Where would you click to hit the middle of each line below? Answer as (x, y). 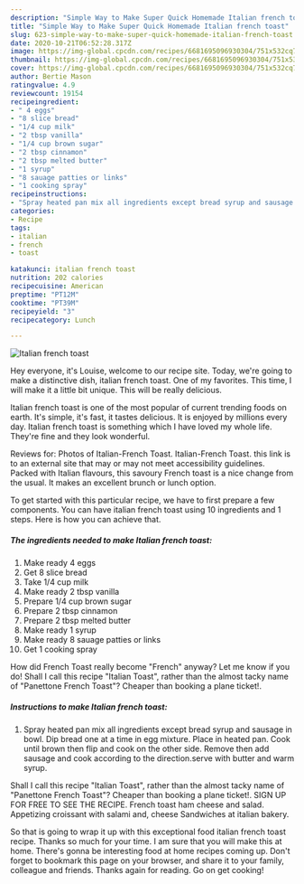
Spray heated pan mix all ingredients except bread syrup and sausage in (157, 729)
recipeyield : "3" (43, 311)
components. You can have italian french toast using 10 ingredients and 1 (146, 510)
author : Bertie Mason (51, 77)
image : (23, 52)
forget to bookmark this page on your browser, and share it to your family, (147, 860)
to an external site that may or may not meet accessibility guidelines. (138, 464)
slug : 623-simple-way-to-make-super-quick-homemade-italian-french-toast (152, 34)
